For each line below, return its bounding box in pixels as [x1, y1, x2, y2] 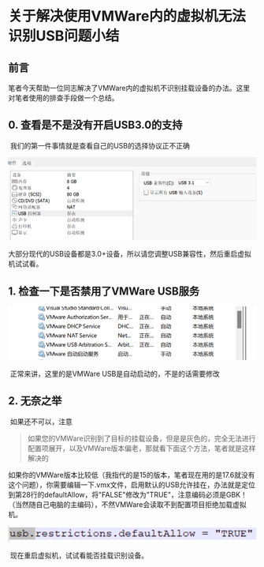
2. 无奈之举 [8, 394, 62, 407]
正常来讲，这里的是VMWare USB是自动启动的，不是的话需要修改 [9, 369, 220, 379]
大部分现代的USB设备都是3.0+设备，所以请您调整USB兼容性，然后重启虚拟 [8, 250, 252, 259]
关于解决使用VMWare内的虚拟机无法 [8, 7, 247, 25]
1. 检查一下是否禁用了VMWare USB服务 [8, 284, 199, 298]
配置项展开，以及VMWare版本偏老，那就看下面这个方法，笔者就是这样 [27, 443, 256, 452]
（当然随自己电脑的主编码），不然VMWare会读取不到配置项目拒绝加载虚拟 [8, 499, 247, 509]
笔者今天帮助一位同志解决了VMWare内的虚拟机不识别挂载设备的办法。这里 [8, 84, 251, 92]
